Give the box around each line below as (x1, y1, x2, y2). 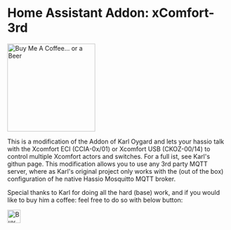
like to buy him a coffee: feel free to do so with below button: (7, 196, 183, 204)
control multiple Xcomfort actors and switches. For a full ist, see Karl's (7, 152, 211, 160)
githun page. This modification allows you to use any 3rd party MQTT (7, 160, 209, 168)
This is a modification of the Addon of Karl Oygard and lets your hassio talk (7, 137, 225, 146)
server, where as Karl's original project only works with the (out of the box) (7, 167, 224, 175)
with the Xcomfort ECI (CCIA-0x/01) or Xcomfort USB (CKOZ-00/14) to (7, 144, 211, 153)
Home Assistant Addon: (7, 5, 150, 21)
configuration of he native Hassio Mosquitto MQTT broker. (7, 174, 176, 183)
